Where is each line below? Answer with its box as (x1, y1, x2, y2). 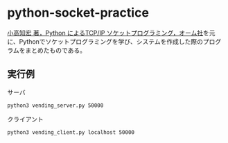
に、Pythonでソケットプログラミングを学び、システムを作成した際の (7, 37, 203, 46)
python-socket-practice (7, 5, 149, 21)
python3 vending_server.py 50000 (7, 102, 104, 109)
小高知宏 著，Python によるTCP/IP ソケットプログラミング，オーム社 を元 (7, 28, 216, 37)
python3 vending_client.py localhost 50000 (7, 128, 135, 136)
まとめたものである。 (25, 46, 87, 54)
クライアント (7, 115, 44, 123)
